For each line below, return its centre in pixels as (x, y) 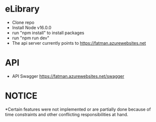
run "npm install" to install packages (48, 33)
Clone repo (23, 22)
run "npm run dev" (31, 38)
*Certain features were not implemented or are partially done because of (78, 109)
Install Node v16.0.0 (32, 27)
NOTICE (21, 96)
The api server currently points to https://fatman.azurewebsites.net (79, 43)
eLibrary (22, 9)
